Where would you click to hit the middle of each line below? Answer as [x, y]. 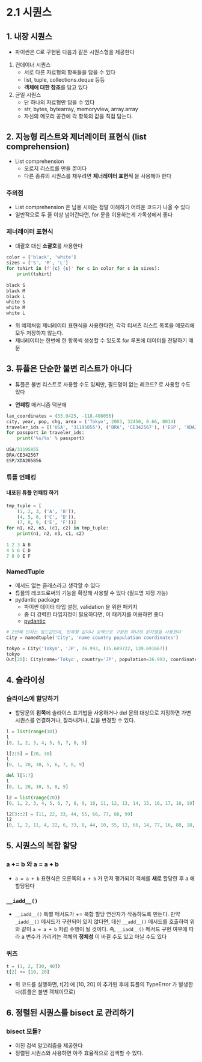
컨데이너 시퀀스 [33, 65]
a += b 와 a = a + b [32, 864]
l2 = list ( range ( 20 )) [33, 798]
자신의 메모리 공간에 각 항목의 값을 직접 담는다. [78, 116]
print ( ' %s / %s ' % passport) [51, 438]
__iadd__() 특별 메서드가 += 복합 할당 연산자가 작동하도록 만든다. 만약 [97, 914]
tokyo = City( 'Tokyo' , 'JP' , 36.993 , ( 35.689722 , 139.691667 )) [87, 648]
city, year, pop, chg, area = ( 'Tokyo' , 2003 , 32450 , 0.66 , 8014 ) [91, 421]
